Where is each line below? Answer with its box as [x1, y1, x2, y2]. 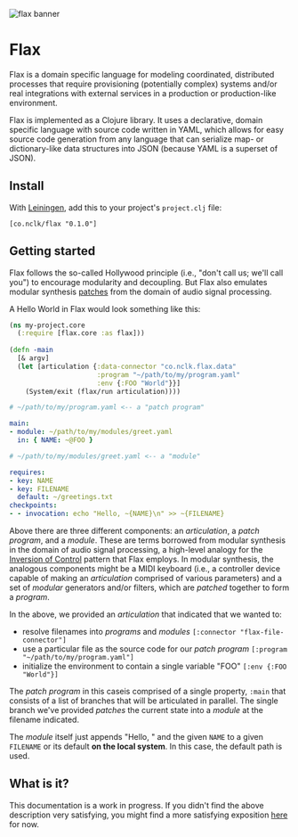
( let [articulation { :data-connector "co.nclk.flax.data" [17, 362, 238, 371]
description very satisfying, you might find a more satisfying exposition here [9, 809, 288, 820]
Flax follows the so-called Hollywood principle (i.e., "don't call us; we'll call [9, 267, 284, 278]
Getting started [9, 243, 96, 258]
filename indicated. [9, 714, 80, 726]
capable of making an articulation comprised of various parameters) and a [9, 573, 283, 584]
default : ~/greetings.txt [17, 493, 114, 502]
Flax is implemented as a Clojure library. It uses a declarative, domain [9, 114, 263, 125]
